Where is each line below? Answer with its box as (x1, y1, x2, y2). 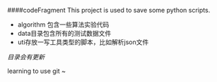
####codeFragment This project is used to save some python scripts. (7, 6, 211, 14)
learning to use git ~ (7, 67, 66, 75)
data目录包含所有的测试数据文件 (17, 29, 112, 37)
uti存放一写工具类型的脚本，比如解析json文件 (17, 38, 149, 46)
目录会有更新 (7, 53, 45, 61)
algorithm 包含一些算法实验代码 (17, 20, 110, 29)
